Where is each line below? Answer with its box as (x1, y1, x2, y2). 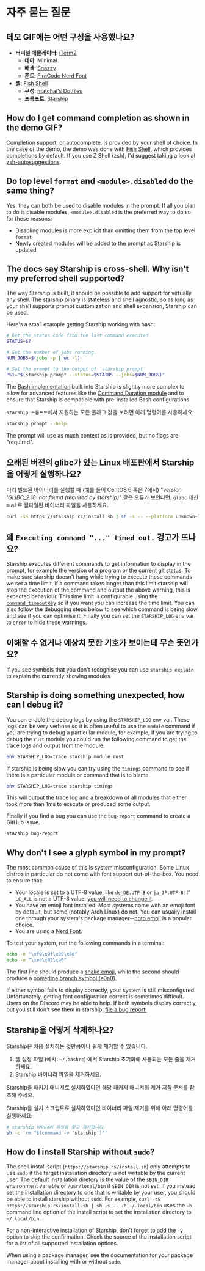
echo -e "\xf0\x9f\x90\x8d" (6, 951, 78, 958)
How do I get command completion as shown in (6, 113, 190, 123)
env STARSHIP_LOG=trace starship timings (6, 783, 113, 789)
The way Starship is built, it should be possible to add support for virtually (6, 290, 192, 297)
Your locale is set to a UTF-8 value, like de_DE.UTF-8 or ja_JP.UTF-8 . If (15, 888, 190, 896)
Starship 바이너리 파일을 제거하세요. (15, 1071, 102, 1078)
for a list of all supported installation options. (6, 1240, 118, 1247)
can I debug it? (6, 700, 64, 710)
